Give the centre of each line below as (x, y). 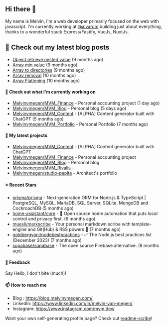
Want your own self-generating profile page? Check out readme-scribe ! (79, 318)
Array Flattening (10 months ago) (46, 81)
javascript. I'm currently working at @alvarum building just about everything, (83, 26)
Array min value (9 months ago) (45, 65)
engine (19, 229)
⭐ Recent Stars (21, 185)
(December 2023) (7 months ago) (47, 240)
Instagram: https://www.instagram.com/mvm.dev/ (63, 309)
